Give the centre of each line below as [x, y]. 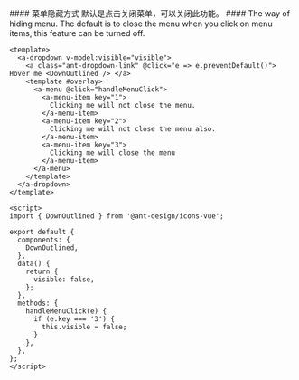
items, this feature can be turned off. [77, 33]
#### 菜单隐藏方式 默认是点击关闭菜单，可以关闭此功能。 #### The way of [150, 14]
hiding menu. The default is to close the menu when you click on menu [141, 24]
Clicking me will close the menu [112, 153]
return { [42, 271]
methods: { [38, 303]
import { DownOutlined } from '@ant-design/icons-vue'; [117, 216]
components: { [44, 240]
